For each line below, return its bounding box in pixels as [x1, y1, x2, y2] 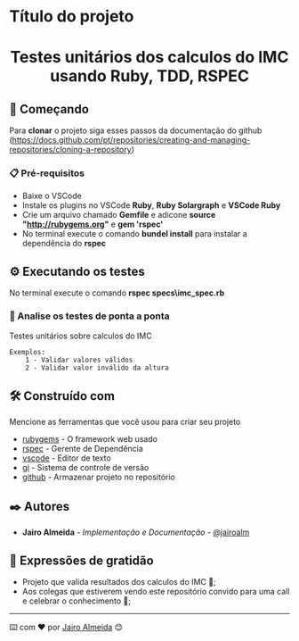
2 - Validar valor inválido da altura [25, 363, 169, 372]
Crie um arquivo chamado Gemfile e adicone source [21, 210, 216, 221]
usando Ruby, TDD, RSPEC [50, 66, 249, 87]
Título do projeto [9, 6, 134, 27]
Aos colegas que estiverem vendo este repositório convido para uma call [21, 587, 290, 597]
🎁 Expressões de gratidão [9, 553, 154, 568]
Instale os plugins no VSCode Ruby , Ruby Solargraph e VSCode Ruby [21, 200, 281, 211]
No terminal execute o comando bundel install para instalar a [21, 229, 247, 239]
